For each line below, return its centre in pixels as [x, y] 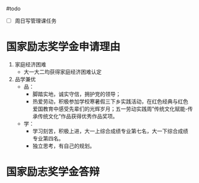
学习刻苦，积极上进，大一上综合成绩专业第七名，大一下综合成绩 [110, 131]
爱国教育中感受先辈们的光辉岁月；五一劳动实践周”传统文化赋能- [110, 109]
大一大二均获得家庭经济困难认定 [62, 72]
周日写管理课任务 [36, 21]
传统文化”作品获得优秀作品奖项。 [78, 116]
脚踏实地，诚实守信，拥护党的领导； [77, 94]
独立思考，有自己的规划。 [64, 146]
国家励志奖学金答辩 [53, 172]
